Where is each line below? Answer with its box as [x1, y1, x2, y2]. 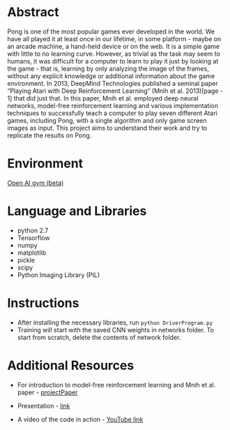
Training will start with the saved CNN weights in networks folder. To [17, 325, 214, 334]
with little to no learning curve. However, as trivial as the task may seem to [7, 50, 221, 58]
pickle [17, 255, 35, 264]
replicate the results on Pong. [7, 131, 92, 140]
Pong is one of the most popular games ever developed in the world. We [7, 27, 215, 36]
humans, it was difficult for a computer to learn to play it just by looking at [7, 57, 219, 65]
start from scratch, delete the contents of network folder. [17, 333, 181, 341]
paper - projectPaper [17, 388, 78, 396]
